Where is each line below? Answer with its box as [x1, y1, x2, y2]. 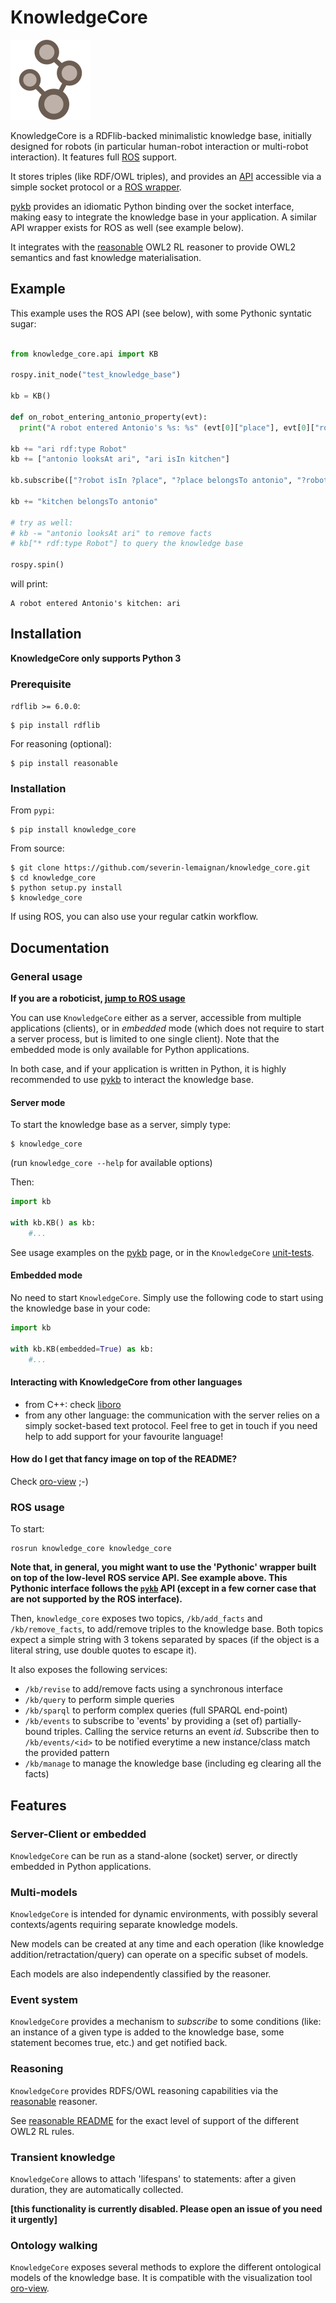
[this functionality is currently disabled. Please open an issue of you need [10, 2203, 323, 2215]
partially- [264, 1715, 302, 1727]
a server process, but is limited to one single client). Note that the [10, 1033, 280, 1045]
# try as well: [10, 517, 74, 528]
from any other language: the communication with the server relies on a [24, 1409, 320, 1421]
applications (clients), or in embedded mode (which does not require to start [10, 1022, 325, 1035]
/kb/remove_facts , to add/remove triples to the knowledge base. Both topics [10, 1623, 324, 1635]
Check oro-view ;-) [10, 1475, 89, 1487]
